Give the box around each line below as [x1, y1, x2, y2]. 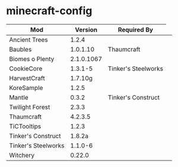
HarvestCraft [9, 74, 46, 82]
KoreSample [9, 83, 43, 92]
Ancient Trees [9, 36, 49, 44]
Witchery [9, 151, 34, 159]
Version [75, 25, 98, 34]
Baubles [9, 45, 32, 53]
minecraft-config [6, 4, 93, 18]
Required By [117, 25, 153, 34]
